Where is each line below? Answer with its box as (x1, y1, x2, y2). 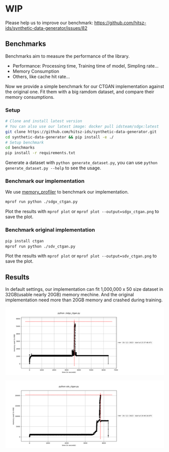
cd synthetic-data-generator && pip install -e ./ (5, 135, 114, 140)
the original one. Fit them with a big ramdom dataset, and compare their (5, 89, 155, 95)
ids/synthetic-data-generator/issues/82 (5, 25, 87, 31)
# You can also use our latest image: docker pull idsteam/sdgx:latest (5, 124, 159, 129)
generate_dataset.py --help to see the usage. (5, 165, 101, 171)
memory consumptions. (5, 94, 54, 100)
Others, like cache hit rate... (12, 74, 70, 80)
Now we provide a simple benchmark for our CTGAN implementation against (5, 83, 164, 89)
